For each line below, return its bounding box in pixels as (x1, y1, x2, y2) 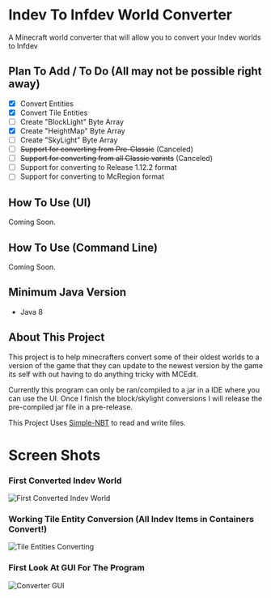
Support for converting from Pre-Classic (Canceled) (19, 144, 194, 155)
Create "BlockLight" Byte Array (19, 117, 124, 126)
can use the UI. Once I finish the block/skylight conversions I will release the (8, 393, 263, 403)
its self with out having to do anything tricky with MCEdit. (8, 369, 199, 379)
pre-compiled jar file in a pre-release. (8, 402, 133, 412)
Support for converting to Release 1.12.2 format (19, 163, 177, 172)
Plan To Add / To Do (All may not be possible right (8, 65, 262, 78)
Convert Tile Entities (19, 108, 88, 117)
